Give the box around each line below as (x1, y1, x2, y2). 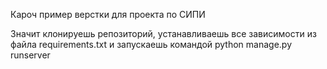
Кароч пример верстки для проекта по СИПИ (10, 9, 206, 20)
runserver (10, 49, 51, 61)
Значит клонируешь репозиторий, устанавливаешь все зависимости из (10, 28, 317, 39)
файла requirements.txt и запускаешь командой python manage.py (10, 39, 293, 50)
